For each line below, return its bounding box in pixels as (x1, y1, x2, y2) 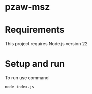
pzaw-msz (5, 1, 50, 13)
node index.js (5, 84, 35, 90)
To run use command (5, 75, 49, 81)
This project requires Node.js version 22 (5, 41, 88, 47)
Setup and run (5, 58, 65, 70)
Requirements (5, 24, 65, 36)
